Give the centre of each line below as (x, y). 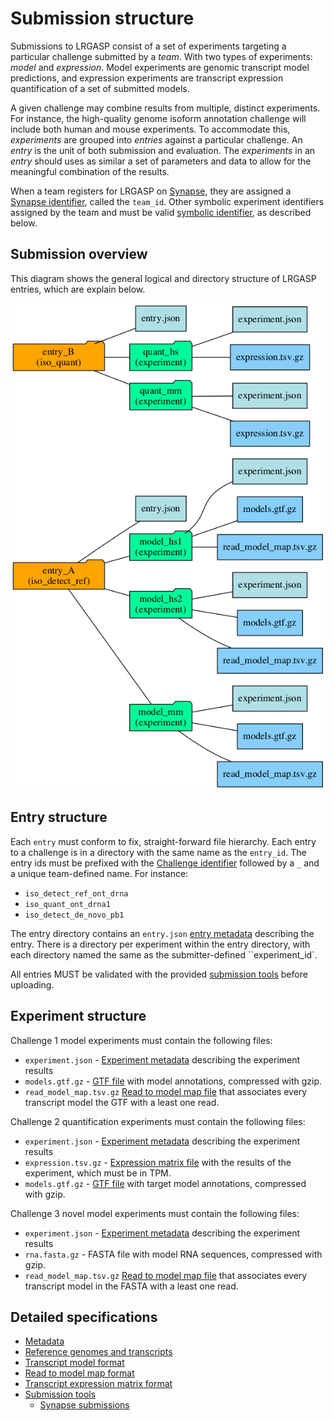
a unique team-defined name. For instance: (99, 873)
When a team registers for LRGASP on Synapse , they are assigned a (151, 191)
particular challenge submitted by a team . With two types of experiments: (161, 56)
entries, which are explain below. (78, 289)
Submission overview (79, 254)
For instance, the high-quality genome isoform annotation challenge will (158, 118)
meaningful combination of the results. (90, 171)
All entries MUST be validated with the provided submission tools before (159, 974)
